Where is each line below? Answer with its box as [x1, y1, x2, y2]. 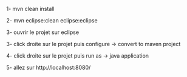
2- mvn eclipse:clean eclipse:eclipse [6, 17, 98, 24]
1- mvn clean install [6, 5, 55, 12]
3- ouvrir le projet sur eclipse [6, 28, 80, 36]
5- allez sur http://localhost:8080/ [6, 64, 91, 71]
